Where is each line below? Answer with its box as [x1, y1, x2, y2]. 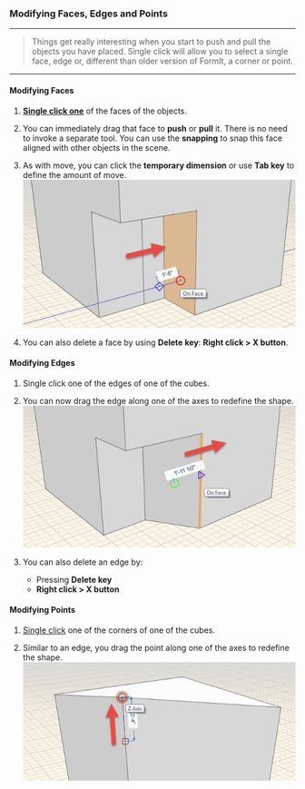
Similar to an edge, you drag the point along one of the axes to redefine [22, 642, 290, 653]
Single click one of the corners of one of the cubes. [22, 625, 216, 636]
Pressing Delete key [35, 574, 113, 585]
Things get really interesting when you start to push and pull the [31, 36, 271, 47]
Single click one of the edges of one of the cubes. [22, 378, 211, 389]
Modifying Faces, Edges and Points [9, 7, 168, 20]
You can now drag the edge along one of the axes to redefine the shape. [22, 395, 294, 406]
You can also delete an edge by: [22, 557, 143, 567]
